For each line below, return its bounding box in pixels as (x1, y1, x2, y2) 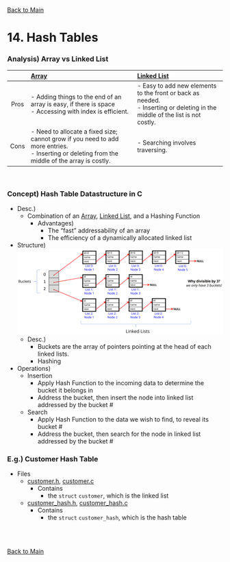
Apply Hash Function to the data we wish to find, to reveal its (37, 415, 209, 424)
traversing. (136, 145, 168, 154)
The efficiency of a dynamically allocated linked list (47, 234, 192, 242)
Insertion (27, 371, 53, 380)
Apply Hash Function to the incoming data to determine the (37, 379, 205, 387)
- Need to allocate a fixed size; (30, 127, 118, 136)
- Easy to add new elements (136, 82, 217, 90)
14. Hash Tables (7, 30, 99, 45)
